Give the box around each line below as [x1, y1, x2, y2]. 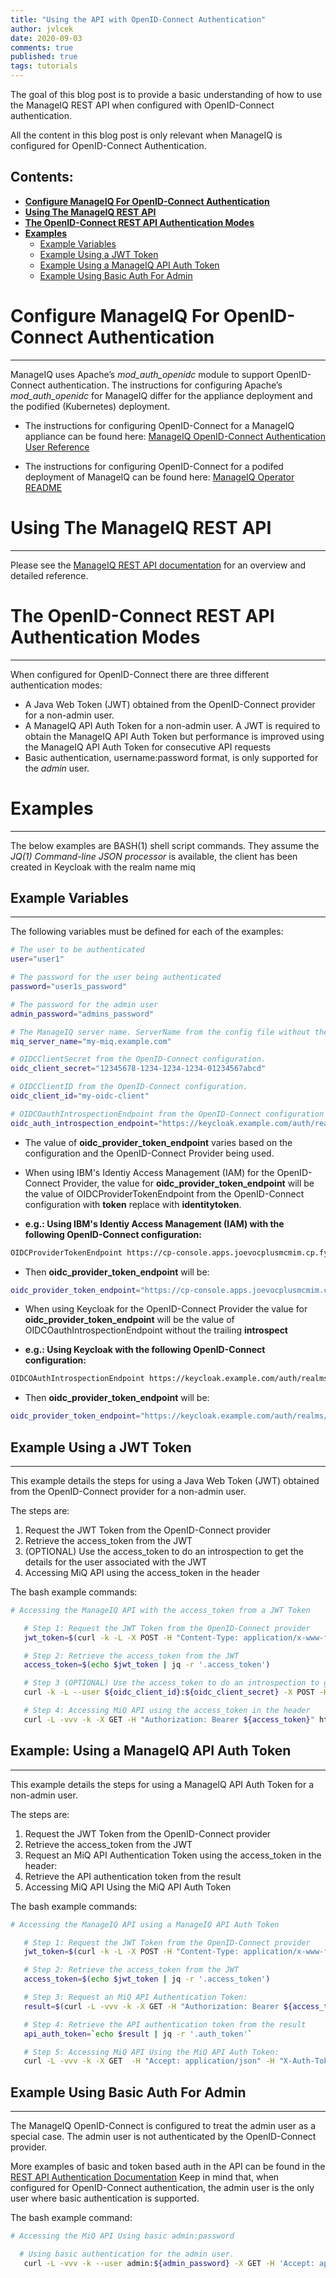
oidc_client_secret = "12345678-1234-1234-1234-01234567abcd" [10, 1064, 267, 1074]
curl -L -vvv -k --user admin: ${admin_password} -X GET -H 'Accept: [23, 2258, 315, 2268]
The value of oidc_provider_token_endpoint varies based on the [24, 1136, 293, 1148]
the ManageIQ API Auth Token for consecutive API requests [24, 741, 271, 753]
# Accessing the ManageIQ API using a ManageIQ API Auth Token [10, 1919, 280, 1930]
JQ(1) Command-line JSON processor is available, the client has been [10, 850, 298, 862]
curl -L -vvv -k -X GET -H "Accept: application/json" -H [23, 2056, 275, 2066]
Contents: [10, 169, 74, 186]
